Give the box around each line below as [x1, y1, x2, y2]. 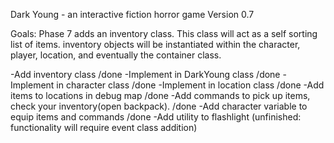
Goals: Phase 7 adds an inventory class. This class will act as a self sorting [10, 28, 318, 39]
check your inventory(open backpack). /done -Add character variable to [10, 100, 308, 112]
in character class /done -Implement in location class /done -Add [56, 79, 325, 91]
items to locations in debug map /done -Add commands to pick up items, [10, 90, 311, 101]
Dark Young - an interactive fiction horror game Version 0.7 [10, 9, 255, 20]
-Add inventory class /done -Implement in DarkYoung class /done [10, 69, 281, 80]
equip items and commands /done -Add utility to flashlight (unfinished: [10, 111, 302, 123]
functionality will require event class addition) [10, 122, 198, 133]
